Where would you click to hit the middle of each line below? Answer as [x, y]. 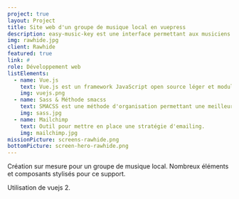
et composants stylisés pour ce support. [67, 174]
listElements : [28, 73]
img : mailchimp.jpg [49, 133]
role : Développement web [44, 67]
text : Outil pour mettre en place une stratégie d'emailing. [112, 126]
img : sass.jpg [41, 113]
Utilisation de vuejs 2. [39, 188]
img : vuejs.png [43, 93]
